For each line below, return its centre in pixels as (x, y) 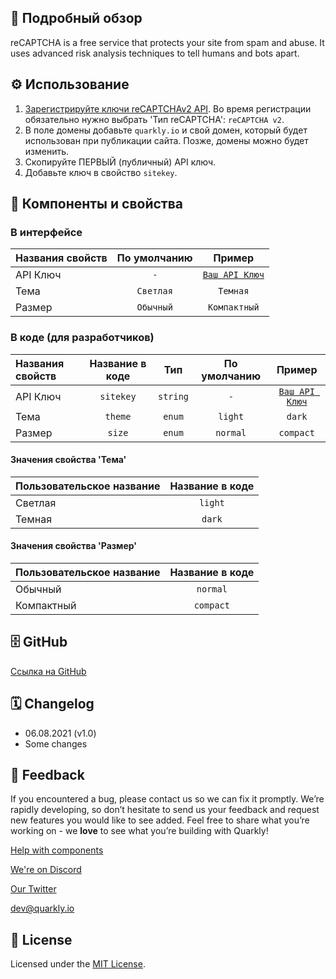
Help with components (57, 850)
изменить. (47, 151)
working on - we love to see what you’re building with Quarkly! (139, 831)
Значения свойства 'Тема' (68, 460)
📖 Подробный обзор (76, 18)
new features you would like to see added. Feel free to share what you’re (160, 820)
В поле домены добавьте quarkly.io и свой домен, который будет (166, 130)
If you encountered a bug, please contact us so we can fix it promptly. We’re (167, 799)
